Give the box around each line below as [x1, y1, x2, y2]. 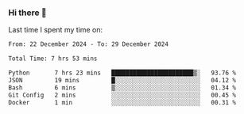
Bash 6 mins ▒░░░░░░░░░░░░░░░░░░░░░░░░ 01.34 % [8, 83, 237, 92]
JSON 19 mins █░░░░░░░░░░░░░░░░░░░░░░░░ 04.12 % [8, 76, 237, 84]
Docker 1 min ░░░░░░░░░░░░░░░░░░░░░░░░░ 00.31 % [8, 98, 237, 106]
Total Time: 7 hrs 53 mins [8, 55, 98, 63]
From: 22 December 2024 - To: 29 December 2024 [8, 40, 169, 48]
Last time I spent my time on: [8, 25, 103, 35]
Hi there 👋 [8, 7, 48, 18]
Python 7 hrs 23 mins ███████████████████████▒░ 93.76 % [8, 69, 237, 78]
